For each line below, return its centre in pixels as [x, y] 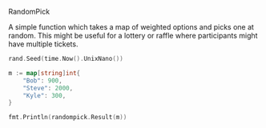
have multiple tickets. [43, 44]
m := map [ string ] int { [44, 73]
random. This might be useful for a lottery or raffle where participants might [133, 36]
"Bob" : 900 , [42, 80]
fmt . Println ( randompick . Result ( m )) [68, 118]
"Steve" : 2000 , [48, 88]
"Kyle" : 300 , [44, 95]
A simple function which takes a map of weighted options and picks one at [131, 27]
